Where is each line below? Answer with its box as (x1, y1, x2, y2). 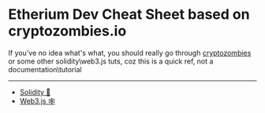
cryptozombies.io (8, 22, 127, 40)
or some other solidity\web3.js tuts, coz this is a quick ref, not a (8, 56, 214, 66)
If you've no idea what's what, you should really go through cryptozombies (8, 48, 252, 57)
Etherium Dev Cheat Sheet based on (8, 5, 250, 24)
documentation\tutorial (8, 64, 82, 74)
